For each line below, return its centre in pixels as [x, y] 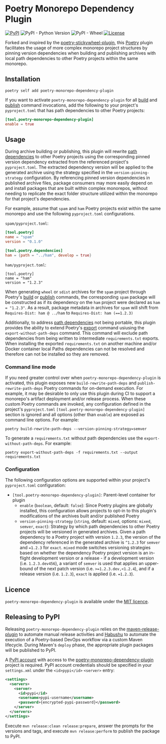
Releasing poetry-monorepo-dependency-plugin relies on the [65, 629]
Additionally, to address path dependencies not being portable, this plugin [80, 322]
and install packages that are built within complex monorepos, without [76, 188]
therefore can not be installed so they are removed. [57, 354]
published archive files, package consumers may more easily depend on [79, 183]
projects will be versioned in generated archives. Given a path [83, 532]
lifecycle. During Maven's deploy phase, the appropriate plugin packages [79, 645]
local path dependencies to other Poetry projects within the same [72, 58]
